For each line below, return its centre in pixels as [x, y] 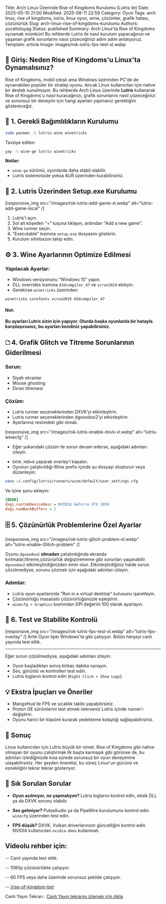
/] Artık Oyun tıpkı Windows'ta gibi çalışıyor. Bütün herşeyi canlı [87, 637]
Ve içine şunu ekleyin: [27, 490]
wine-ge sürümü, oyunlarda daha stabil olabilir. [59, 170]
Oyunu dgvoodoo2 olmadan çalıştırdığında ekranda [56, 554]
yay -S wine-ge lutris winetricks [41, 151]
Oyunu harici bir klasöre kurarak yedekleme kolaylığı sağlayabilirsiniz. [83, 719]
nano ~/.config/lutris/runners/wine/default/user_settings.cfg [72, 481]
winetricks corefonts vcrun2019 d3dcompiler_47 [55, 299]
